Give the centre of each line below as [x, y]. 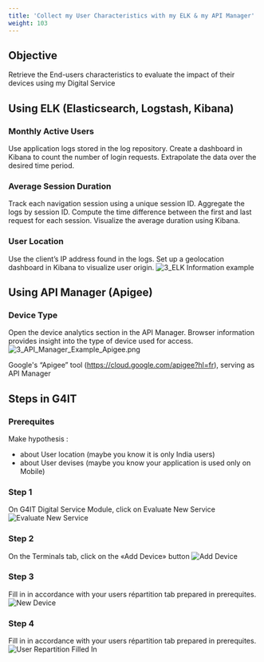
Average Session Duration [60, 186]
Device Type [33, 315]
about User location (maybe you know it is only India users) [117, 454]
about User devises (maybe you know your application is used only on [135, 463]
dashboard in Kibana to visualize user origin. [81, 267]
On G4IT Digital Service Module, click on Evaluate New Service [112, 509]
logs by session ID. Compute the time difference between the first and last [130, 212]
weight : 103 [28, 23]
